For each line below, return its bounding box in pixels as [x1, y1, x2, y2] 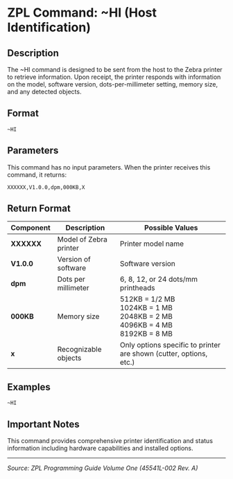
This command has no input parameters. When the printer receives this [7, 163, 211, 171]
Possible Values [144, 223, 198, 233]
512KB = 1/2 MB [119, 294, 175, 304]
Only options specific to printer [119, 341, 221, 350]
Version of [57, 255, 92, 264]
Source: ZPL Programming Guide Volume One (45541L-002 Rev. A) [7, 464, 198, 472]
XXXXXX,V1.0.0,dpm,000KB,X [7, 183, 85, 191]
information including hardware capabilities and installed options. [7, 444, 193, 453]
